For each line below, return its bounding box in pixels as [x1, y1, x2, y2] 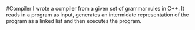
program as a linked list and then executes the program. [6, 18, 142, 24]
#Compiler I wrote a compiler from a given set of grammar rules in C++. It [6, 5, 184, 12]
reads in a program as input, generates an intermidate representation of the [6, 11, 189, 18]
